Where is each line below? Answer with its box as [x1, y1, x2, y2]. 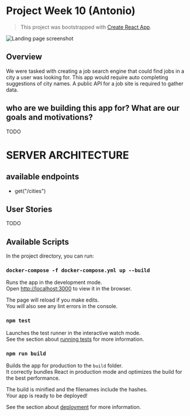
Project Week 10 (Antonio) [6, 4, 136, 18]
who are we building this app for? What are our [6, 103, 180, 113]
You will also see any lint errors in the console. [6, 303, 118, 310]
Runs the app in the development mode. [6, 279, 102, 286]
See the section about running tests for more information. [6, 336, 144, 343]
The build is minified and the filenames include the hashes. [6, 386, 148, 393]
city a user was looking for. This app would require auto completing [6, 73, 168, 80]
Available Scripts [6, 236, 69, 247]
